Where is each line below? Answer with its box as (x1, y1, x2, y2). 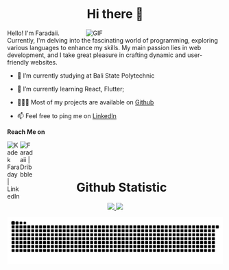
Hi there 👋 (86, 6, 144, 22)
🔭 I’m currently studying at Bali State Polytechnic (16, 71, 155, 80)
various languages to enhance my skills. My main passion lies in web (7, 43, 202, 52)
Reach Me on (7, 127, 45, 136)
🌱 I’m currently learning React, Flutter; (16, 85, 125, 93)
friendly (7, 58, 29, 66)
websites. (30, 58, 58, 66)
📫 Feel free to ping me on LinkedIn (16, 111, 117, 120)
